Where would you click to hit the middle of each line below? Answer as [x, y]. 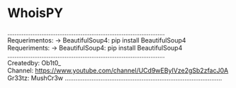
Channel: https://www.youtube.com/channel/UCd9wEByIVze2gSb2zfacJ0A [118, 70]
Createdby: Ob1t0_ [34, 62]
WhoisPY [35, 13]
